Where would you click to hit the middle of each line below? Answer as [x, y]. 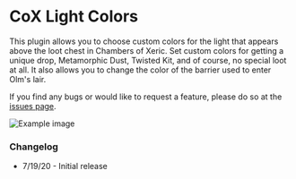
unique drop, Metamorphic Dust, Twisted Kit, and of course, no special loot [148, 60]
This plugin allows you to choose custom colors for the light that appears [144, 41]
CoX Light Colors [74, 17]
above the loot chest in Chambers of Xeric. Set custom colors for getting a [147, 50]
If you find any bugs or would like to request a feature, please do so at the [146, 97]
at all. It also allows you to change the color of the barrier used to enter [140, 70]
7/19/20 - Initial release [65, 166]
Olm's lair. [28, 79]
